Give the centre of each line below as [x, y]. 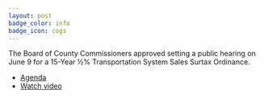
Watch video [41, 86]
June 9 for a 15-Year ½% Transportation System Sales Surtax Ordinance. [129, 62]
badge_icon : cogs [38, 31]
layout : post [30, 16]
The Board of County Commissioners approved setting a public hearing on [132, 54]
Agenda [33, 78]
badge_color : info [39, 23]
